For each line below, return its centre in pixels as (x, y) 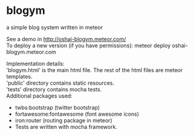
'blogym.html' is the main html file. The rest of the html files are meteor (95, 70)
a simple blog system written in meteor (55, 27)
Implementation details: (35, 64)
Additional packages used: (39, 96)
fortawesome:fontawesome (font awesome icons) (77, 114)
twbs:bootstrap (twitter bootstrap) (57, 107)
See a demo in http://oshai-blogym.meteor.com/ (66, 39)
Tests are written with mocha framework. (66, 127)
